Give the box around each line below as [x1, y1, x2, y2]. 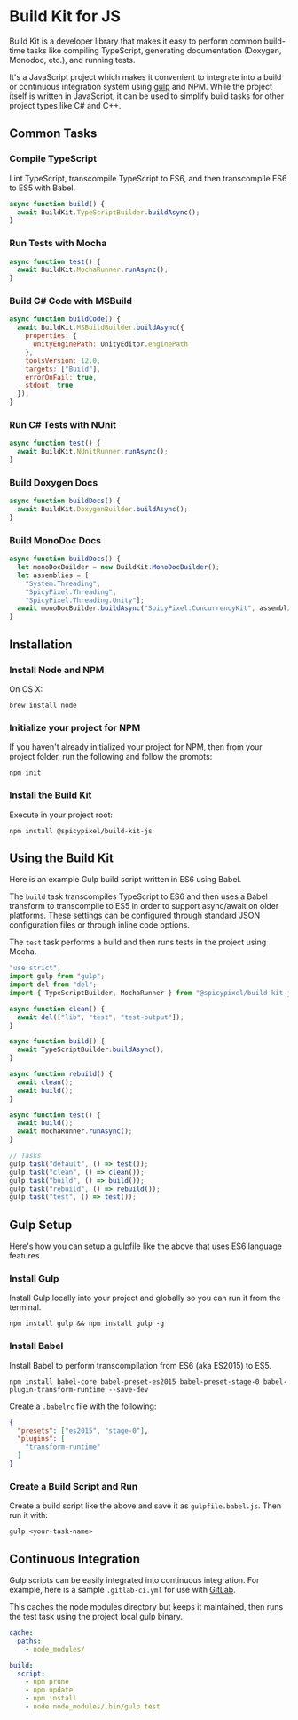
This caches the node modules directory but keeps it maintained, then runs [9, 1602, 284, 1612]
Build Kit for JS [9, 6, 122, 27]
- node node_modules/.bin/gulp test [25, 1702, 161, 1711]
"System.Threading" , [25, 579, 101, 588]
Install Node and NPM [9, 663, 105, 676]
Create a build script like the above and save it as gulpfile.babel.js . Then [9, 1500, 282, 1511]
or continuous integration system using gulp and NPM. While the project [9, 81, 273, 92]
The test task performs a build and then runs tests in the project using [9, 936, 267, 948]
